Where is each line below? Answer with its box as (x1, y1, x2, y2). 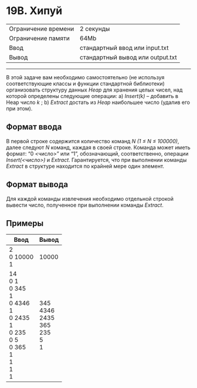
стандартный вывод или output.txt (80, 53, 177, 61)
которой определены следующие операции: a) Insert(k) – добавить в (6, 92, 179, 99)
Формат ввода (6, 122, 62, 132)
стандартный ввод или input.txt (80, 43, 169, 52)
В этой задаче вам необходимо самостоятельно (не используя (6, 73, 165, 80)
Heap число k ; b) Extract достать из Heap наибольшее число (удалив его (6, 99, 191, 106)
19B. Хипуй (6, 4, 63, 18)
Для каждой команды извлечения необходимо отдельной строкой (6, 195, 174, 202)
